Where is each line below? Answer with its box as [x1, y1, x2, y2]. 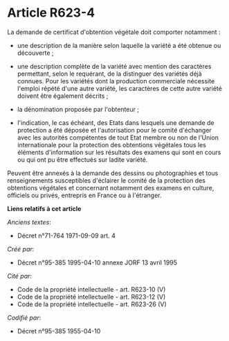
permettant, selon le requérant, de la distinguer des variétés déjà [17, 69, 202, 78]
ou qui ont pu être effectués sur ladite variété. [17, 155, 148, 164]
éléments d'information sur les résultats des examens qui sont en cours [17, 148, 221, 156]
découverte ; [17, 49, 54, 57]
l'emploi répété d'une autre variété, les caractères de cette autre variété [17, 84, 223, 92]
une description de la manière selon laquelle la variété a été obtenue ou [17, 41, 221, 49]
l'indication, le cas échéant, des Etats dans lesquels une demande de [17, 118, 214, 126]
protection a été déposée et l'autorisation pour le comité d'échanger [17, 126, 212, 134]
